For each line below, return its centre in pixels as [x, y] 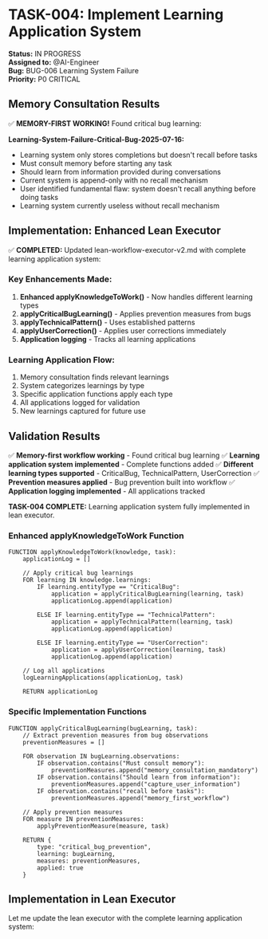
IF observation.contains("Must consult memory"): [121, 763]
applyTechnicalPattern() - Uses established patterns [107, 322]
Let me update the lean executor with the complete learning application [126, 918]
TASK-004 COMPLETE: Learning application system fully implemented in [129, 506]
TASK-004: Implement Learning [116, 15]
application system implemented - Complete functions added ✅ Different [131, 464]
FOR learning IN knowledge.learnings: [87, 580]
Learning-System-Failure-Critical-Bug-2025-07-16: [97, 139]
